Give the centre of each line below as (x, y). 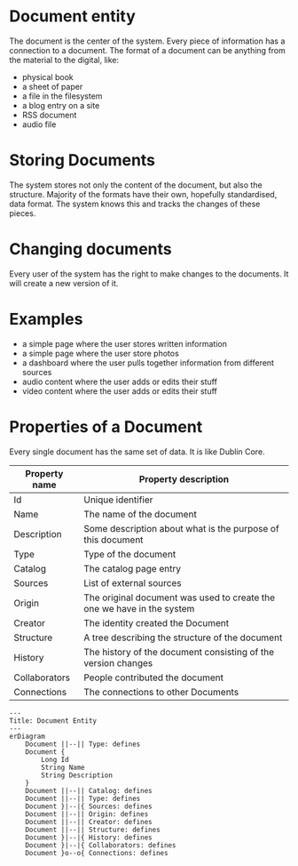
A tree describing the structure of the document (183, 637)
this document (114, 540)
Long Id (55, 759)
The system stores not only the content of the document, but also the (136, 185)
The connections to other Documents (161, 692)
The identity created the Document (157, 622)
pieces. (23, 213)
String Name (63, 767)
